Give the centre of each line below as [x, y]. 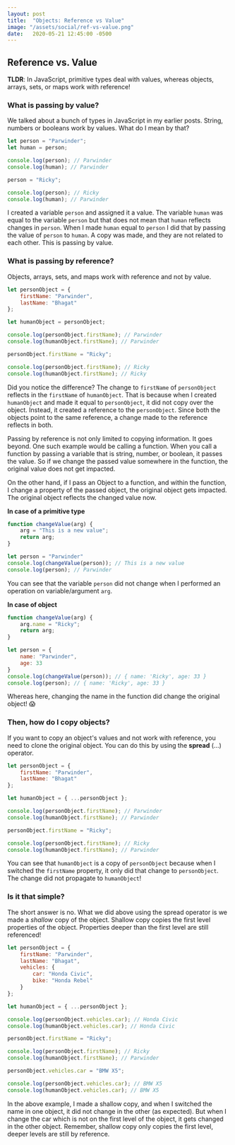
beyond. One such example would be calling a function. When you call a [112, 446]
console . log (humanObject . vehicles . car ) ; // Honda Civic [91, 1026]
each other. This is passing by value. [61, 243]
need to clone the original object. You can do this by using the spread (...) [115, 745]
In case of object [32, 604]
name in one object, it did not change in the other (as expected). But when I [117, 1111]
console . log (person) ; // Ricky [53, 193]
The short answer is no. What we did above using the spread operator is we [117, 912]
